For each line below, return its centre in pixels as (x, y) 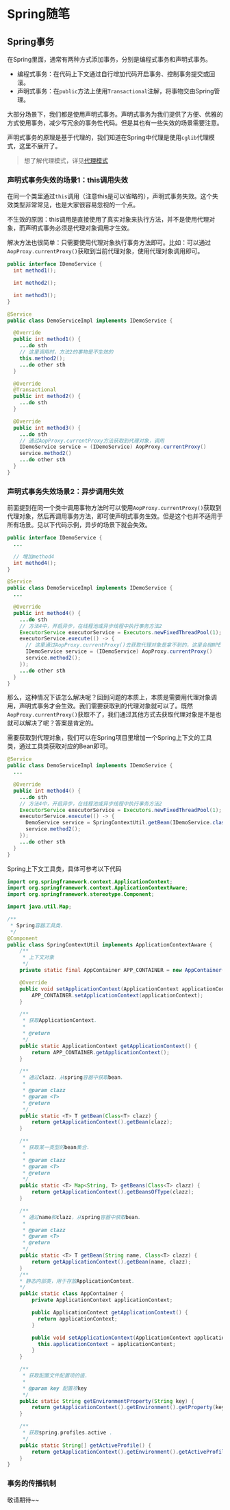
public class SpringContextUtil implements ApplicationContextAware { (110, 944)
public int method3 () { (47, 428)
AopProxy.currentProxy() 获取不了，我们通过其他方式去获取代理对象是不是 (111, 715)
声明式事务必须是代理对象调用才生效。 (79, 228)
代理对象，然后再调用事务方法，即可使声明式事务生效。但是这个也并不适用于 (115, 516)
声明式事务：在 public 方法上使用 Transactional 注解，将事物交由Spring (115, 91)
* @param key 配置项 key (55, 1388)
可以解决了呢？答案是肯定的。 (55, 723)
